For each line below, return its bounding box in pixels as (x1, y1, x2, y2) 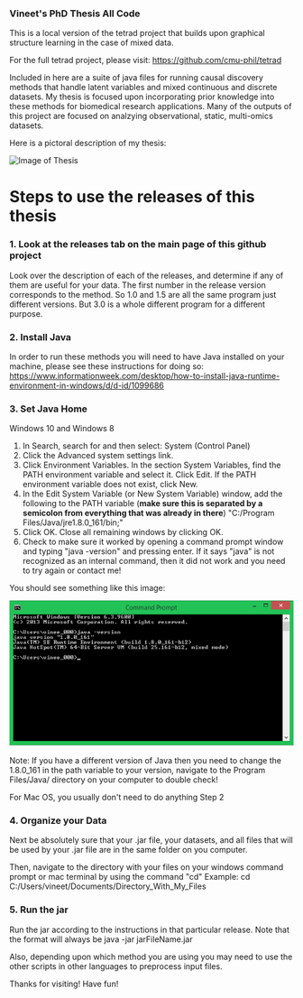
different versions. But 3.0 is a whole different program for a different (9, 299, 266, 310)
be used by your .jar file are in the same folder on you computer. (9, 845, 248, 855)
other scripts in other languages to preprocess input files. (9, 960, 223, 972)
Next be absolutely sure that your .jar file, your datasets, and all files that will (9, 835, 293, 846)
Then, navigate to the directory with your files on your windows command (9, 862, 284, 873)
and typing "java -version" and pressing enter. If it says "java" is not (22, 546, 275, 557)
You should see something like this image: (9, 583, 166, 594)
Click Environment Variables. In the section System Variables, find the (22, 459, 281, 471)
